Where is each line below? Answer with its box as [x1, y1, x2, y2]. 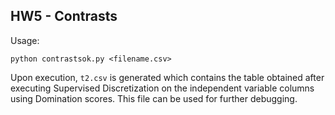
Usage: [10, 34, 40, 46]
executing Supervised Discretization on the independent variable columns [10, 82, 315, 94]
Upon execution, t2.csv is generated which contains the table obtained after [10, 71, 325, 83]
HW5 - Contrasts [10, 8, 118, 25]
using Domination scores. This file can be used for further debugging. [10, 92, 298, 104]
